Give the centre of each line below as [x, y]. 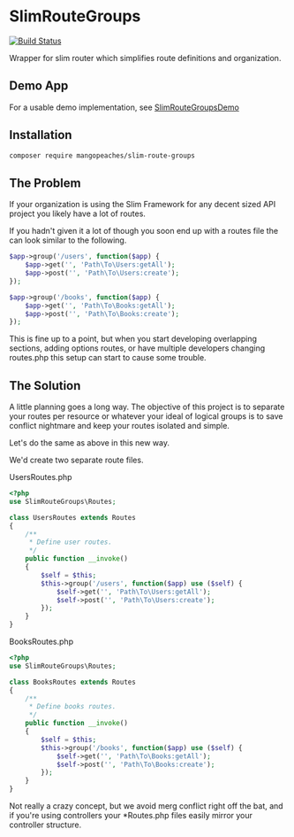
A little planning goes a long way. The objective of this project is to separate [147, 407]
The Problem [45, 183]
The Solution [45, 386]
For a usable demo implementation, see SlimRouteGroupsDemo [124, 107]
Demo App [39, 86]
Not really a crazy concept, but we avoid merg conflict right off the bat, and [147, 806]
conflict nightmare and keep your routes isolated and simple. [119, 426]
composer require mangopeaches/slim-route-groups [102, 155]
